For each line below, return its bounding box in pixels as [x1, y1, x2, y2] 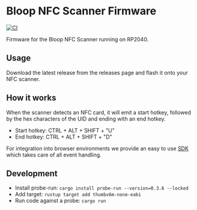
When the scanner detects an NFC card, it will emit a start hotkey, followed [6, 109, 191, 116]
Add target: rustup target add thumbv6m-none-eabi [14, 191, 142, 198]
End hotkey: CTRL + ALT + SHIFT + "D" [14, 133, 112, 140]
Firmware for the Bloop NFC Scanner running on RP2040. [6, 35, 149, 43]
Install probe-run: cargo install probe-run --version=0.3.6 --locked [14, 184, 189, 191]
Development [6, 168, 58, 178]
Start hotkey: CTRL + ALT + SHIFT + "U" [14, 127, 115, 134]
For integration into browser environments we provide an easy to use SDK [6, 145, 189, 152]
